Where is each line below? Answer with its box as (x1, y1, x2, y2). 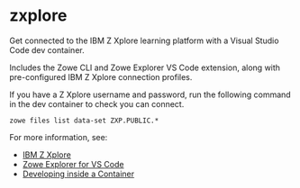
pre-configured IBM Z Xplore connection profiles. (9, 71, 193, 82)
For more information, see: (9, 131, 108, 142)
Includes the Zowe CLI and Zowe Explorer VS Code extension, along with (9, 62, 281, 73)
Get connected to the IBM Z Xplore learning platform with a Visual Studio (9, 35, 279, 46)
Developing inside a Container (22, 168, 135, 179)
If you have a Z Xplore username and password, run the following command (9, 89, 291, 100)
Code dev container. (9, 44, 85, 55)
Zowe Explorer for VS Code (22, 158, 124, 169)
